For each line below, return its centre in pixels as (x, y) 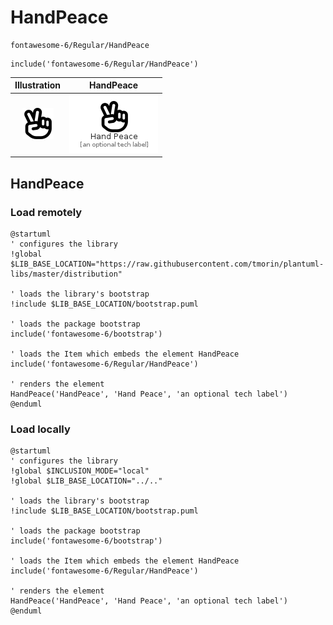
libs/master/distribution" (66, 274)
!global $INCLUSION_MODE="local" (80, 471)
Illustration (38, 85)
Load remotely (46, 212)
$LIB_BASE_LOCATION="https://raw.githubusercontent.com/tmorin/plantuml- (167, 264)
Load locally (40, 429)
